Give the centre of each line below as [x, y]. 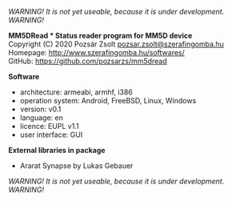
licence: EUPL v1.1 [49, 126]
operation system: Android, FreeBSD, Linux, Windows [108, 100]
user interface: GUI [51, 135]
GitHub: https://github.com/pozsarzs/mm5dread [88, 61]
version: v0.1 [40, 109]
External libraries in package [57, 150]
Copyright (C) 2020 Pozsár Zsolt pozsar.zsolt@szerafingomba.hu [116, 44]
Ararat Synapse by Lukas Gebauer [76, 166]
